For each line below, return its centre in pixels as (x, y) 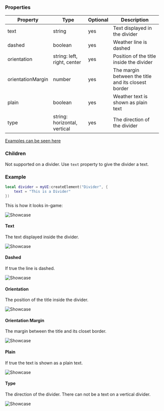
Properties (18, 7)
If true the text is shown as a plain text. (44, 363)
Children (15, 154)
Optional (98, 20)
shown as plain (130, 103)
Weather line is (130, 42)
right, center (67, 62)
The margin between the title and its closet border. (56, 331)
